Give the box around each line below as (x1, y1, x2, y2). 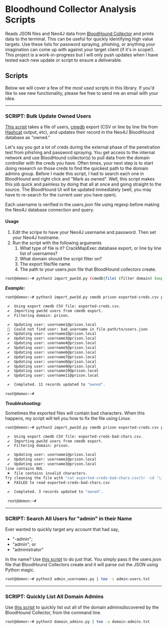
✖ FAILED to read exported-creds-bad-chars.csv (7, 480, 110, 485)
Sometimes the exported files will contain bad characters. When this (5, 410, 145, 416)
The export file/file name (19, 261, 71, 267)
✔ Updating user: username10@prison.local (7, 368, 99, 374)
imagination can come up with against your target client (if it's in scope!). (5, 46, 155, 52)
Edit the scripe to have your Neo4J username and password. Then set (12, 229, 157, 235)
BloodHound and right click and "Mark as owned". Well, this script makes (5, 176, 155, 182)
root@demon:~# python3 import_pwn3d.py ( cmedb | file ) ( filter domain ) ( (5, 276, 157, 281)
